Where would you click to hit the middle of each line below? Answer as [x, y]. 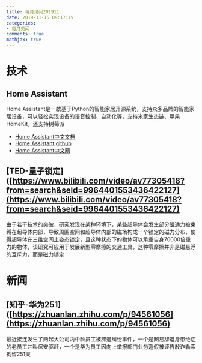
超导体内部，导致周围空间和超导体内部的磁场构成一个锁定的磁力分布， [103, 232]
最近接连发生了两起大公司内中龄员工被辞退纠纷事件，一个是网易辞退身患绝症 [101, 339]
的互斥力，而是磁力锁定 [35, 254]
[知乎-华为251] [34, 304]
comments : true [25, 34]
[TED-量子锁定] [35, 171]
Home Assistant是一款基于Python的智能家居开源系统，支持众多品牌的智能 [98, 109]
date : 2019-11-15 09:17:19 [40, 17]
